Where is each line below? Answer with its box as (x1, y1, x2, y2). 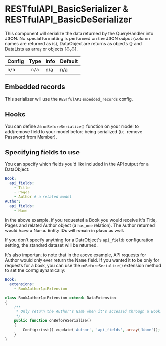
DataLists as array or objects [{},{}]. (5, 46, 78, 52)
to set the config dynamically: (5, 268, 66, 273)
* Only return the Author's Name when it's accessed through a (16, 309, 149, 314)
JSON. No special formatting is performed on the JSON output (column (5, 36, 150, 41)
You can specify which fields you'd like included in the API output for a (5, 161, 149, 167)
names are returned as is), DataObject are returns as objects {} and (5, 40, 142, 46)
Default (60, 58, 78, 65)
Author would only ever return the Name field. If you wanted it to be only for (5, 257, 160, 263)
